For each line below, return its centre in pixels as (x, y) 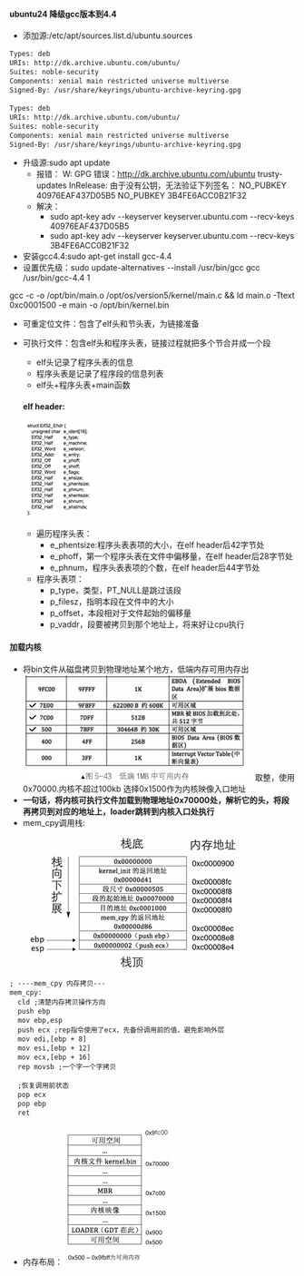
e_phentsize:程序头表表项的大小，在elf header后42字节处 (157, 545)
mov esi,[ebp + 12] (54, 1048)
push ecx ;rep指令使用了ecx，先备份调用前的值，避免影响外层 (121, 1030)
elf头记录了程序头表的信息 (85, 362)
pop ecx (32, 1094)
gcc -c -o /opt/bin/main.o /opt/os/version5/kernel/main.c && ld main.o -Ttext (152, 296)
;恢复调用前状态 (44, 1085)
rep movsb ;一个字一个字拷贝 (67, 1066)
